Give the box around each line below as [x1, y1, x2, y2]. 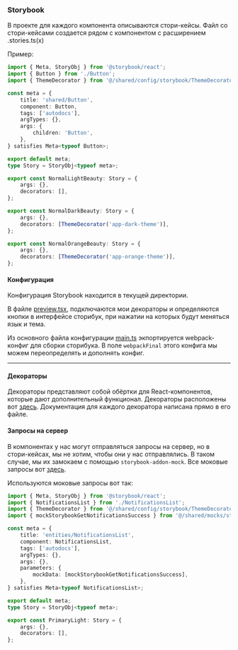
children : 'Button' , [33, 129, 93, 136]
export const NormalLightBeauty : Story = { [7, 175, 138, 182]
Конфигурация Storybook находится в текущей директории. [7, 291, 189, 300]
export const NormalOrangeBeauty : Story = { [7, 240, 141, 247]
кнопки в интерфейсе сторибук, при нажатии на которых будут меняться [7, 313, 230, 321]
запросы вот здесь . [7, 465, 67, 473]
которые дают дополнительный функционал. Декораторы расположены [7, 395, 227, 403]
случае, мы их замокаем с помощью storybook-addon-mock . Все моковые [7, 457, 228, 466]
